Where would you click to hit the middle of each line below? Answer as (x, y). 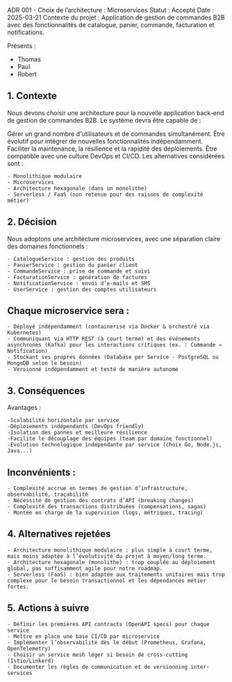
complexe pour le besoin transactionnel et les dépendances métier (107, 581)
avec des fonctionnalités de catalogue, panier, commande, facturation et (111, 25)
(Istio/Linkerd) (31, 661)
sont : (15, 163)
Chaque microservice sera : (68, 311)
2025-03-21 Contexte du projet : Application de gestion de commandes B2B (116, 17)
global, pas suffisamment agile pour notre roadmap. (85, 568)
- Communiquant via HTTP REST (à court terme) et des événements (103, 339)
